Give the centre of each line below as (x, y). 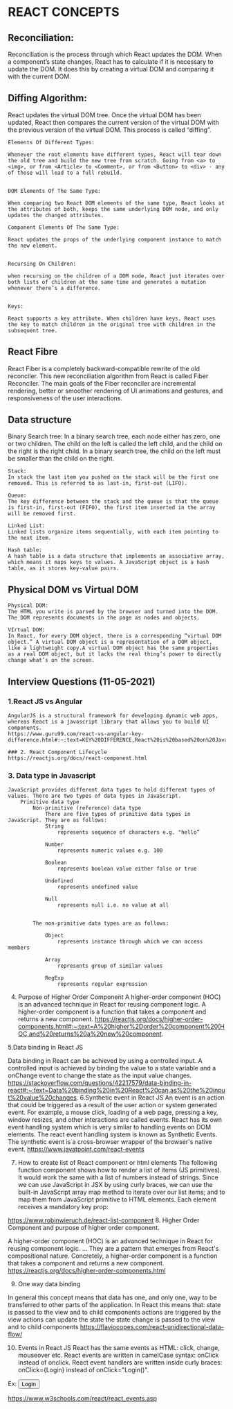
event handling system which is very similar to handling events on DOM (110, 1127)
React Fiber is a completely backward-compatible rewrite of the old (104, 368)
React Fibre (33, 352)
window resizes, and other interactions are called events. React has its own (115, 1120)
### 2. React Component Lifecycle (58, 752)
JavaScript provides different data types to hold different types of (112, 790)
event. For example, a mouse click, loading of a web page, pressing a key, (113, 1112)
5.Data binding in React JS (46, 1048)
